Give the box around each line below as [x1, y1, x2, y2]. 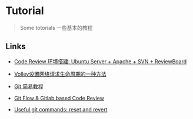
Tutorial [5, 4, 45, 18]
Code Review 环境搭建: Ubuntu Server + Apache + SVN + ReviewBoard [14, 57, 187, 65]
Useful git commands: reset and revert [14, 106, 108, 113]
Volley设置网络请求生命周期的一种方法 [14, 70, 107, 77]
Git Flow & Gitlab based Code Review [14, 94, 104, 101]
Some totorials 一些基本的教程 [19, 24, 93, 31]
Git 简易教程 [14, 83, 44, 90]
